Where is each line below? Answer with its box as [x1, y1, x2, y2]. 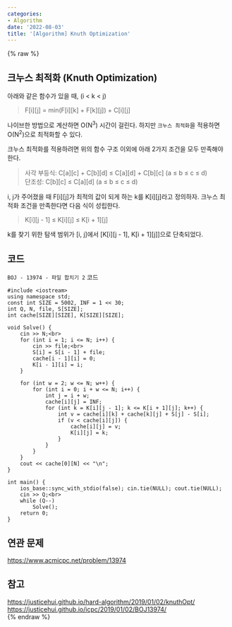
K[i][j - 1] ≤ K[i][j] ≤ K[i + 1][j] [24, 216, 108, 224]
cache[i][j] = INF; [44, 399, 102, 406]
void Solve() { [7, 324, 52, 332]
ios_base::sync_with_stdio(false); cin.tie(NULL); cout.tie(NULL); [20, 485, 222, 492]
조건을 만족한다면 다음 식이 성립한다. [20, 201, 121, 210]
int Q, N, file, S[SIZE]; [7, 305, 83, 313]
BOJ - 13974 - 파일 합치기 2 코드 [7, 273, 99, 281]
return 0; [20, 510, 49, 517]
